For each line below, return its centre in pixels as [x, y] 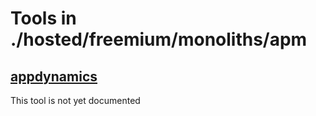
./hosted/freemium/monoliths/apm [159, 39]
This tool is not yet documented [75, 100]
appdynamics [54, 76]
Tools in [43, 18]
